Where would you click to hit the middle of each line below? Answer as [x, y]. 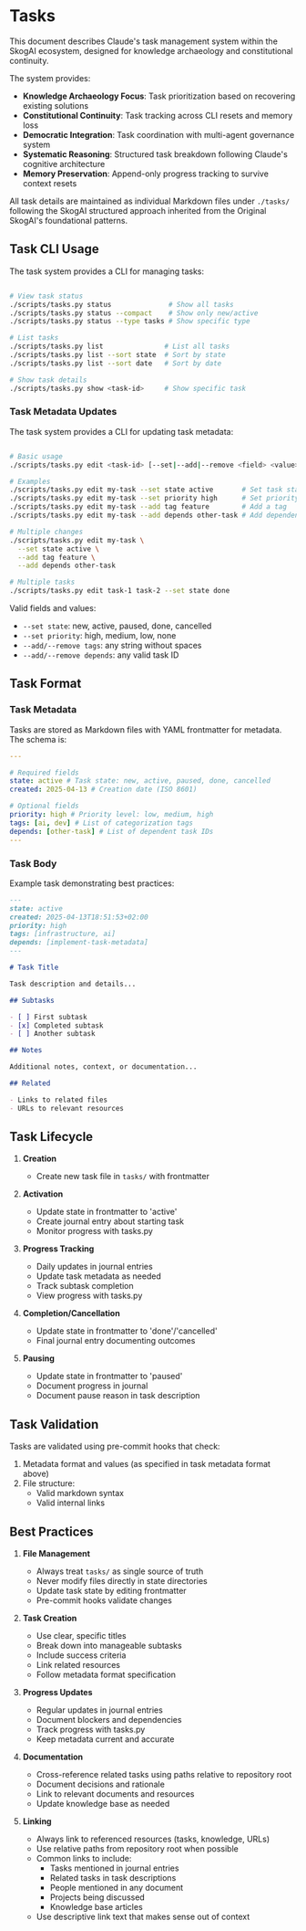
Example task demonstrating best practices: [92, 883]
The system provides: [50, 78]
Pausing [38, 1358]
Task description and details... [73, 984]
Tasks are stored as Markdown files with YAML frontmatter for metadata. [146, 729]
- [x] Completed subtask [56, 1025]
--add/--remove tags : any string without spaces [112, 646]
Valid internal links [71, 1503]
